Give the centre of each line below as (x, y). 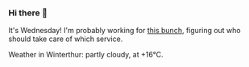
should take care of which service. (66, 39)
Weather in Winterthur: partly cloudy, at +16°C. (86, 55)
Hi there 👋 (28, 13)
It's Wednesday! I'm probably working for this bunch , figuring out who (124, 31)
